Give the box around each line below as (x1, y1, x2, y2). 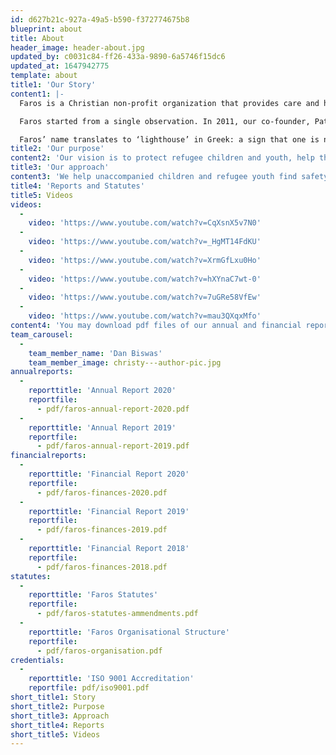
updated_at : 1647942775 (10, 61, 110, 71)
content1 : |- (10, 89, 65, 99)
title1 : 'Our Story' (10, 80, 97, 90)
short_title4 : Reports (10, 720, 105, 730)
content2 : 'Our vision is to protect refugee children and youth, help (10, 153, 315, 163)
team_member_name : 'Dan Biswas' (28, 348, 163, 358)
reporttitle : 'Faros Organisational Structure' (28, 627, 230, 637)
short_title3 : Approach (10, 711, 110, 721)
